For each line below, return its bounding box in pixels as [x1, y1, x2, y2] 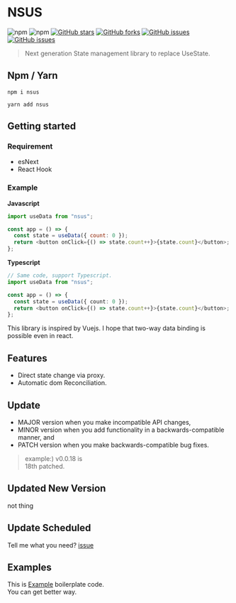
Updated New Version [7, 482, 106, 494]
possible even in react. [7, 332, 74, 340]
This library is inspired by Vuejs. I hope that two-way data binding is [7, 324, 206, 332]
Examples [7, 562, 52, 573]
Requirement [7, 141, 53, 151]
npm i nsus [7, 88, 40, 96]
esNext [17, 158, 39, 166]
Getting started [7, 120, 77, 132]
